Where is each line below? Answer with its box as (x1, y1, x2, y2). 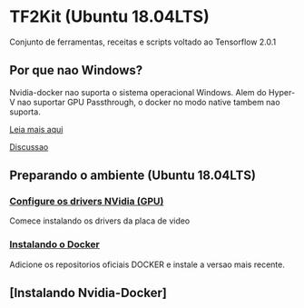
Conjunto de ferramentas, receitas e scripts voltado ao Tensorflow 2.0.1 (9, 36, 277, 47)
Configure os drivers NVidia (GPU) (9, 195, 164, 208)
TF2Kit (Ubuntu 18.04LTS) (9, 6, 211, 27)
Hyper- (268, 86, 296, 97)
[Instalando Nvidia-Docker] (9, 285, 168, 301)
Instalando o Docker (9, 238, 100, 251)
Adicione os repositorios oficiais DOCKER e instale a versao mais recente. (9, 259, 286, 270)
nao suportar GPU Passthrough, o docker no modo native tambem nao (16, 96, 280, 107)
